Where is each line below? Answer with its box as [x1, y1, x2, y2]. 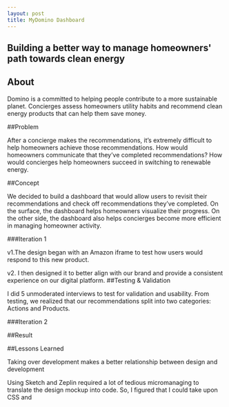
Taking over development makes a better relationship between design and [7, 357, 218, 366]
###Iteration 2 [7, 317, 48, 326]
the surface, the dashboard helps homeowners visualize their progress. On [7, 206, 220, 215]
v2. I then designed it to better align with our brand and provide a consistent [7, 268, 223, 277]
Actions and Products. [7, 304, 70, 312]
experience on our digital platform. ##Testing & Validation [7, 276, 171, 284]
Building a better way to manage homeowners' [7, 42, 212, 54]
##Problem [7, 122, 39, 131]
